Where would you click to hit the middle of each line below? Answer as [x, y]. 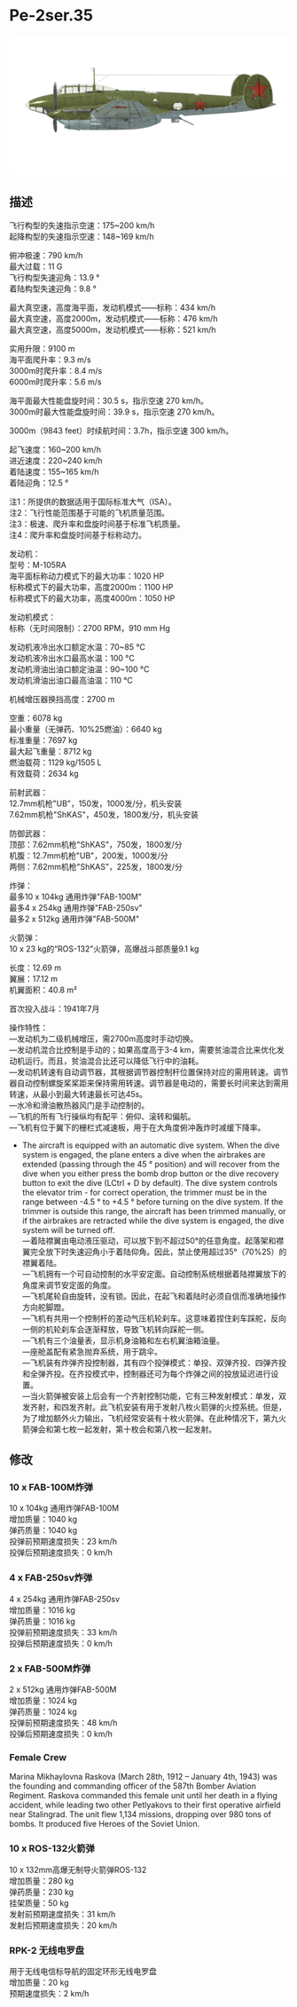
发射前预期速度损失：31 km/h [63, 1914]
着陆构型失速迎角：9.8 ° [53, 288]
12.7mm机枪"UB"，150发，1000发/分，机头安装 [96, 803]
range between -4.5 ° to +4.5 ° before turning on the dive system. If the [152, 1201]
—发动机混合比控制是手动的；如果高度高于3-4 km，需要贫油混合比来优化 [143, 1049]
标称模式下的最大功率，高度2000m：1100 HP [91, 587]
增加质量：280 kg [41, 1881]
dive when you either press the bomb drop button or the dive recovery [150, 1173]
